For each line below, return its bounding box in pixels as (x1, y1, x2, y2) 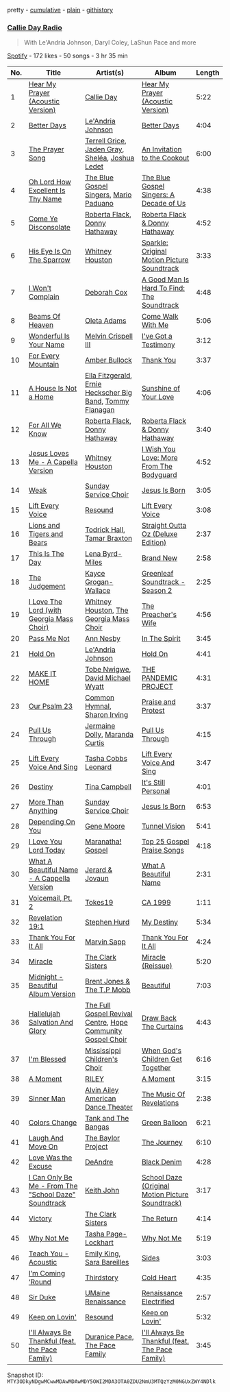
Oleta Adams (84, 316, 127, 326)
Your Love (141, 392, 175, 402)
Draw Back (141, 1014, 177, 1023)
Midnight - (28, 973, 64, 982)
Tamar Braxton (84, 534, 133, 544)
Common (84, 693, 115, 703)
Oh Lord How (28, 178, 72, 187)
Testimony (141, 340, 176, 350)
